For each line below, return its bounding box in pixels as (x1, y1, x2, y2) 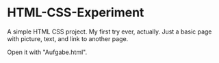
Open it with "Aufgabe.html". (7, 48, 88, 56)
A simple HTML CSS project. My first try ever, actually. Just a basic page (7, 27, 212, 36)
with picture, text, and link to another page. (7, 34, 129, 42)
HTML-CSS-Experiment (7, 5, 144, 21)
